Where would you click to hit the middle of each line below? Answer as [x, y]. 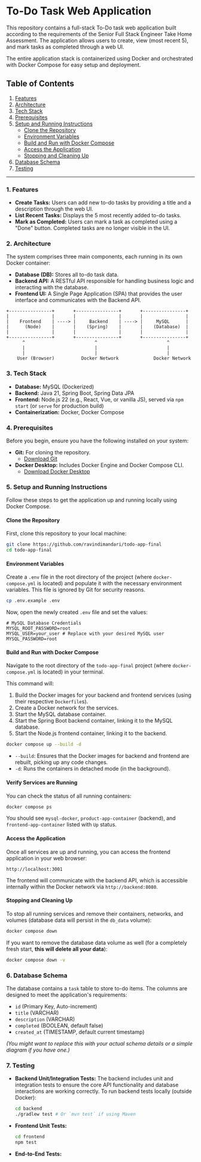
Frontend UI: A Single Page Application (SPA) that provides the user [98, 294]
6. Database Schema [37, 975]
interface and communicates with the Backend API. [78, 300]
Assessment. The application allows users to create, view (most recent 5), [97, 40]
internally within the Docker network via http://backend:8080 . [82, 887]
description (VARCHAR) [45, 1019]
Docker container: [28, 263]
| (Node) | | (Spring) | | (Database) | [97, 327]
